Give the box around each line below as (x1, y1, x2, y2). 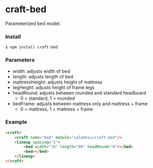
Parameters (5, 57, 35, 64)
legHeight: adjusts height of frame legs (12, 84, 95, 90)
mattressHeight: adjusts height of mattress (12, 79, 103, 85)
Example (5, 119, 28, 126)
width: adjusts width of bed (12, 68, 70, 74)
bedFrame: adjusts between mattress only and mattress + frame (12, 100, 148, 106)
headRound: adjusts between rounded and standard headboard (12, 90, 146, 96)
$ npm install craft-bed (5, 45, 58, 50)
